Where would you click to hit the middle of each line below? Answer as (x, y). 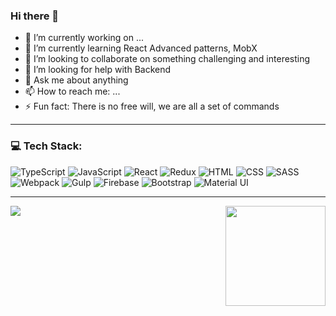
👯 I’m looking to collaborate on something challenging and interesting (167, 59)
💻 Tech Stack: (46, 146)
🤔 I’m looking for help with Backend (98, 70)
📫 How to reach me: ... (72, 91)
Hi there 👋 (35, 16)
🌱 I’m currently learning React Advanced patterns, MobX (141, 48)
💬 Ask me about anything (76, 80)
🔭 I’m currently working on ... (84, 38)
